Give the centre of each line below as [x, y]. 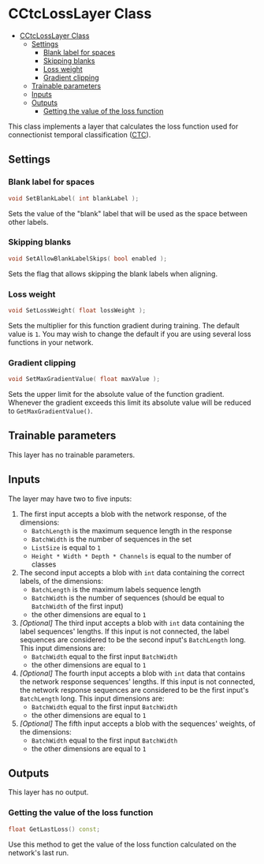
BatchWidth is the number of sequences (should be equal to [128, 597]
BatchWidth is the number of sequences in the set [112, 539]
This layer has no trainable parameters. [72, 454]
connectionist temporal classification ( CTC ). [80, 134]
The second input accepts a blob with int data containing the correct [132, 572]
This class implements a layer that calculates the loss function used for [123, 126]
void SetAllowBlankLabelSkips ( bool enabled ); [88, 258]
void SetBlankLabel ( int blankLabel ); [74, 198]
